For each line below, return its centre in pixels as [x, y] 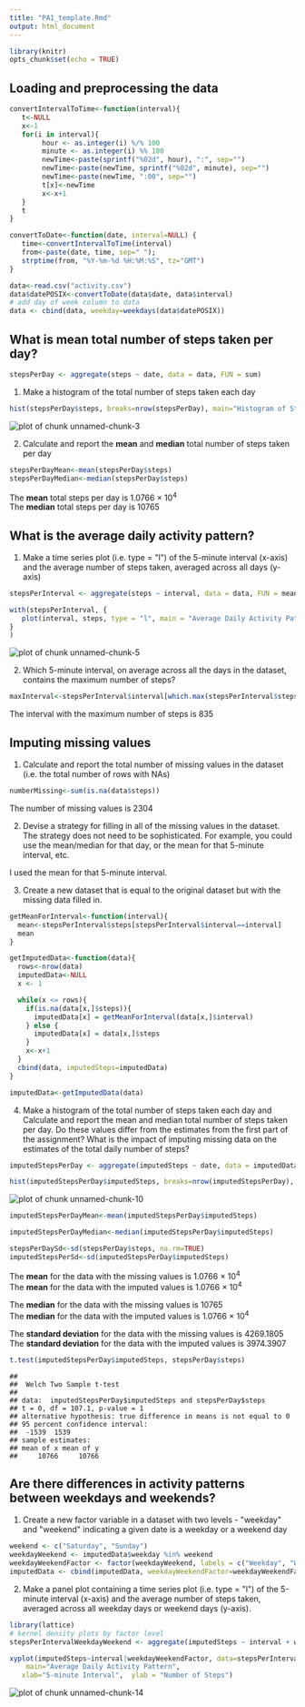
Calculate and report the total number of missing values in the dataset [153, 764]
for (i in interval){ [60, 134]
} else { [42, 1025]
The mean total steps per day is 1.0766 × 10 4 [93, 497]
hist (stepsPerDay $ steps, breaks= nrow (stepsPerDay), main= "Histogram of [148, 409]
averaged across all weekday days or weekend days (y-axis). [137, 1608]
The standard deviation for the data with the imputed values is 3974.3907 [148, 1343]
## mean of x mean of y [54, 1448]
